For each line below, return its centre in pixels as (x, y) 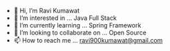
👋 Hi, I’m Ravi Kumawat (47, 11)
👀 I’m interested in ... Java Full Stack (65, 18)
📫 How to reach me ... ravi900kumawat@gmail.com (88, 40)
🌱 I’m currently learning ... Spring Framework (77, 25)
